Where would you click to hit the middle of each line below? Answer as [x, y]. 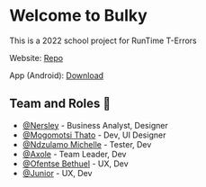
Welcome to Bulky [79, 16]
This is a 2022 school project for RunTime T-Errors [103, 40]
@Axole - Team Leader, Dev [74, 154]
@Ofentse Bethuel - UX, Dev [75, 164]
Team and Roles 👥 [60, 104]
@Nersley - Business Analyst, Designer [95, 125]
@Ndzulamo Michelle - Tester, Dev [87, 144]
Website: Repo [36, 58]
